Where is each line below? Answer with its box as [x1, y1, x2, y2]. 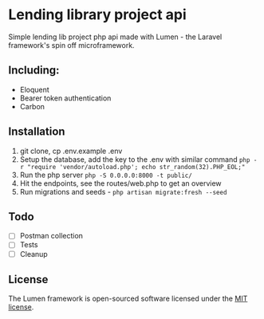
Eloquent [19, 85, 49, 94]
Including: [8, 64, 60, 77]
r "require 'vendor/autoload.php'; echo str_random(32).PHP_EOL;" [19, 163, 246, 171]
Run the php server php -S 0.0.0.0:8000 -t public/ [19, 170, 193, 179]
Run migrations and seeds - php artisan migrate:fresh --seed [19, 187, 227, 196]
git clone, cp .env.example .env [19, 146, 123, 156]
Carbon [19, 101, 45, 111]
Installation [8, 125, 65, 139]
